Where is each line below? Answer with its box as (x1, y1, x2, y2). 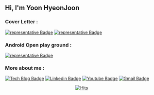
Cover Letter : (5, 18, 38, 25)
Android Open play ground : (5, 41, 72, 48)
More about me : (5, 64, 45, 71)
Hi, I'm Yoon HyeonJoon (5, 4, 80, 12)
